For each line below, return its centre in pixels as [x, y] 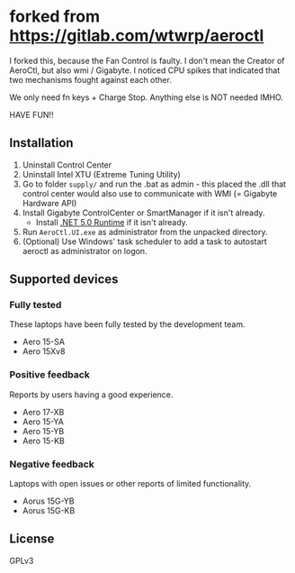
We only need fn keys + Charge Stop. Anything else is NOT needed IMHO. [146, 97]
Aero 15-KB [43, 441]
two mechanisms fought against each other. [91, 79]
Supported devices [64, 280]
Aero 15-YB [43, 431]
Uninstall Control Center [67, 165]
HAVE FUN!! [31, 114]
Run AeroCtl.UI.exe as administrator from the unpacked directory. [145, 232]
